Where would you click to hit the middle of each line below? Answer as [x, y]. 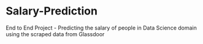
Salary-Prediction [52, 11]
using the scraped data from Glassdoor [55, 34]
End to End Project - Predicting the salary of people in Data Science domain [101, 28]
